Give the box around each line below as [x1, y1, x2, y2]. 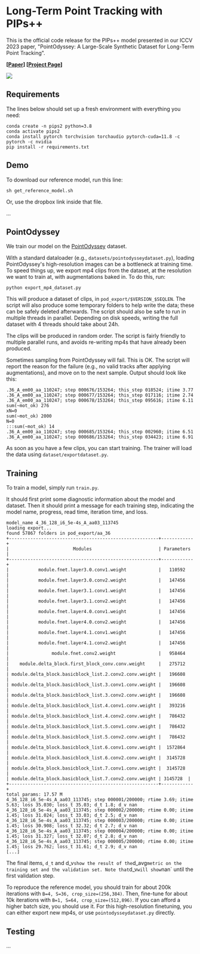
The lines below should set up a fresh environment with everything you [6, 105, 181, 112]
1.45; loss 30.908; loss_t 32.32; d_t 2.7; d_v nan [6, 823, 137, 829]
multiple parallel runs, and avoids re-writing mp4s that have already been [6, 338, 186, 346]
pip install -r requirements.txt [6, 144, 90, 150]
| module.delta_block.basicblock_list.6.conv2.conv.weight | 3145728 [6, 755, 186, 761]
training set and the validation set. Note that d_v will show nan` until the [6, 866, 194, 873]
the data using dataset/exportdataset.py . [6, 451, 109, 458]
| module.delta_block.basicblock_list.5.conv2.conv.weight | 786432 [6, 734, 186, 740]
